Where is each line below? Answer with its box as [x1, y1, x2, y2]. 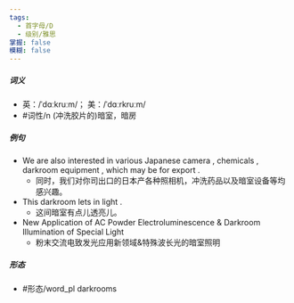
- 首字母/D [17, 21, 53, 30]
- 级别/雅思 [17, 29, 56, 38]
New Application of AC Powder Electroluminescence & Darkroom [21, 217, 261, 228]
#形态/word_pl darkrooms [21, 283, 118, 294]
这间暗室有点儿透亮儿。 [35, 207, 122, 218]
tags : [9, 12, 29, 22]
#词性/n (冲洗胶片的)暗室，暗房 [21, 111, 137, 121]
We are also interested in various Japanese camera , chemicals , [21, 155, 259, 166]
